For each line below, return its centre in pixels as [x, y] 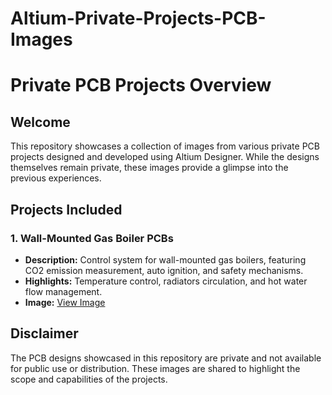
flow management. [63, 291]
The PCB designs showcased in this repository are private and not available [166, 358]
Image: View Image [65, 302]
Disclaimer [44, 333]
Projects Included [66, 209]
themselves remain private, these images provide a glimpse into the [149, 168]
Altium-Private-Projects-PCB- [138, 18]
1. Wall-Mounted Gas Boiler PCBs [92, 238]
